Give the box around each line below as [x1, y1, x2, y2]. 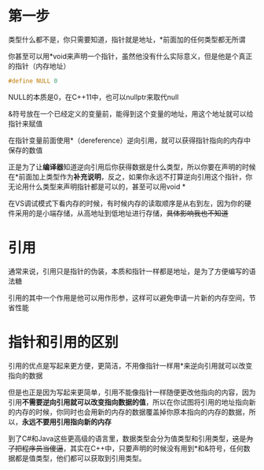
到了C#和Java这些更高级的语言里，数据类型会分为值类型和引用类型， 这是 [8, 434, 247, 443]
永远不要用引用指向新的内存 [22, 416, 112, 426]
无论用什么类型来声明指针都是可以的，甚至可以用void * [8, 182, 186, 191]
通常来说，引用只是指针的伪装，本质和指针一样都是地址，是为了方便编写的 [8, 266, 249, 276]
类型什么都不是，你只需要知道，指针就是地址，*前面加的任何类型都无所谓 [8, 35, 246, 44]
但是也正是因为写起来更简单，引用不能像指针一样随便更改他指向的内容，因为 [8, 387, 256, 397]
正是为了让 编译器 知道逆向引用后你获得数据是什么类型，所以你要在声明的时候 [8, 162, 256, 172]
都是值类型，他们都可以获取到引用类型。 [14, 453, 146, 463]
